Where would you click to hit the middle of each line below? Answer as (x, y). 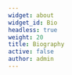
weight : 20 (26, 37)
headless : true (33, 30)
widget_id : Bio (33, 23)
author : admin (31, 59)
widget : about (31, 15)
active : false (31, 52)
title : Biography (36, 45)
